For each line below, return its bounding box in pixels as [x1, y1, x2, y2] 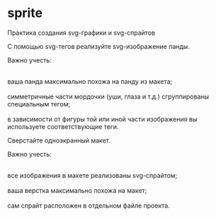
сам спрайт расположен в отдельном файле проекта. [7, 201, 170, 210]
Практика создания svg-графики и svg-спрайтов [7, 28, 156, 37]
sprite [7, 5, 43, 21]
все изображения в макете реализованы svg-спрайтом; [7, 171, 178, 179]
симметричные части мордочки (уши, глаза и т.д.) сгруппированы [7, 92, 210, 101]
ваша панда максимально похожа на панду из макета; [7, 77, 173, 86]
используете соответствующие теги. [7, 122, 119, 130]
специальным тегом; [7, 99, 71, 108]
